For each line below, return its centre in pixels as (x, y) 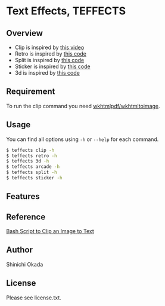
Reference (26, 217)
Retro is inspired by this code (50, 54)
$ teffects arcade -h (33, 167)
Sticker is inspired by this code (52, 66)
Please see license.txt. (34, 298)
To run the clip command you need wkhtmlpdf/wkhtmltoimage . (83, 106)
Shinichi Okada (25, 264)
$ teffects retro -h (32, 156)
